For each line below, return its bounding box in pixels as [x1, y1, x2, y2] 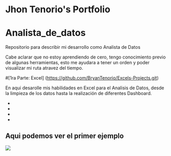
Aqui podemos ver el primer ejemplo [5, 131, 124, 140]
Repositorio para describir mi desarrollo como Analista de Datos [5, 44, 141, 50]
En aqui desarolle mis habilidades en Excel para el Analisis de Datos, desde [5, 85, 164, 91]
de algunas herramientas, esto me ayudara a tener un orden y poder [5, 60, 150, 66]
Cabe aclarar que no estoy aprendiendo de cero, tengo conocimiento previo [5, 54, 166, 60]
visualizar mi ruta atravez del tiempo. [5, 65, 84, 71]
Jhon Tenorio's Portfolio [5, 4, 110, 15]
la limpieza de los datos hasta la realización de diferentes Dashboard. [5, 90, 153, 96]
